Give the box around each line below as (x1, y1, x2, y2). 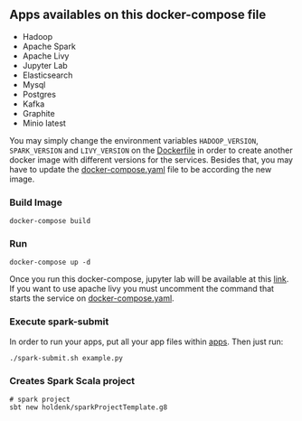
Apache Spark (22, 41, 77, 51)
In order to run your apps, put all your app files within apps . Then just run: (9, 336, 284, 347)
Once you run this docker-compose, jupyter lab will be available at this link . (9, 274, 289, 285)
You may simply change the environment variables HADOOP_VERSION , (9, 135, 260, 145)
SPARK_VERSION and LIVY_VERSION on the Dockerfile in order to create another (9, 145, 293, 155)
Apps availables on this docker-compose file (9, 7, 267, 23)
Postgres (22, 89, 57, 99)
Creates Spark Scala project (9, 374, 136, 387)
